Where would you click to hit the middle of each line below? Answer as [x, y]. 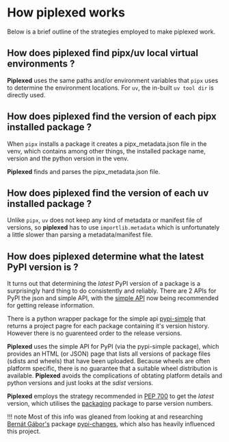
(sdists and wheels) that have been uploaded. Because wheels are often [109, 361]
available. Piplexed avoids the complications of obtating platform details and [115, 376]
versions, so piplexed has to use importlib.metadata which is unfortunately [113, 228]
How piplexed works [66, 13]
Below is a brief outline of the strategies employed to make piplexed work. [111, 32]
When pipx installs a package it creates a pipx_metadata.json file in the [107, 144]
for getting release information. [51, 306]
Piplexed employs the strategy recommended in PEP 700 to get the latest [110, 396]
